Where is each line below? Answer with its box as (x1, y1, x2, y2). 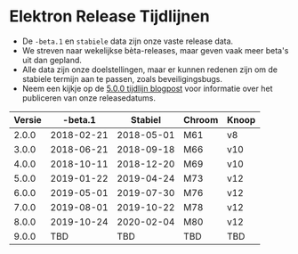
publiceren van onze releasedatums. (21, 92, 157, 103)
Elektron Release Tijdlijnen (9, 6, 211, 27)
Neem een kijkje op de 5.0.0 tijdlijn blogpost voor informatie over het (21, 83, 273, 94)
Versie (13, 113, 42, 126)
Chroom (183, 113, 219, 126)
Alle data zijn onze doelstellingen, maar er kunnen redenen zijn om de (21, 64, 278, 75)
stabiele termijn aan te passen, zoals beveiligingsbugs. (21, 73, 222, 84)
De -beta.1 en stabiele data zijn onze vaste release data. (21, 36, 234, 46)
